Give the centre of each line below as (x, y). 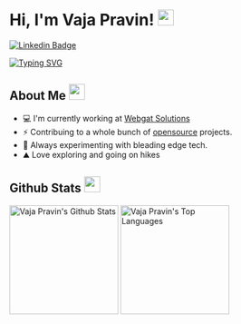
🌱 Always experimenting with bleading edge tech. (115, 144)
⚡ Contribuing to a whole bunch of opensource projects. (127, 132)
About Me (38, 96)
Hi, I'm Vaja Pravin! (82, 20)
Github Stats (45, 188)
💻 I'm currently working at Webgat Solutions (106, 118)
